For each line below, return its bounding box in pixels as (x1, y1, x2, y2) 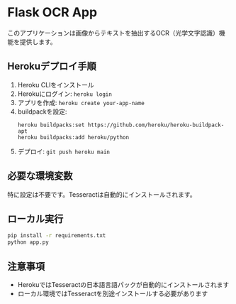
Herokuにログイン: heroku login (17, 89, 112, 98)
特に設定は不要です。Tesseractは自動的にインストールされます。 (7, 190, 196, 199)
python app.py (7, 239, 50, 246)
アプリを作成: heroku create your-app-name (17, 98, 145, 107)
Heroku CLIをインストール (17, 80, 94, 89)
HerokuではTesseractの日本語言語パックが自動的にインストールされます (17, 280, 230, 288)
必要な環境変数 (7, 170, 73, 182)
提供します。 (19, 37, 57, 46)
